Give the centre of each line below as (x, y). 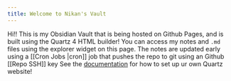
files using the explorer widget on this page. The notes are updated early (114, 49)
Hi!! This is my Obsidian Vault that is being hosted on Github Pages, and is (116, 34)
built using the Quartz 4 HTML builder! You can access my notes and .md (114, 41)
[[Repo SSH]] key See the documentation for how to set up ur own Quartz (115, 63)
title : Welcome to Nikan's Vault (57, 14)
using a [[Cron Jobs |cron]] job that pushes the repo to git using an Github (116, 56)
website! (20, 71)
